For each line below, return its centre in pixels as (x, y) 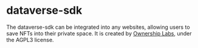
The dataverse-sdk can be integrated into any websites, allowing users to (98, 27)
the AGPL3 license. (30, 40)
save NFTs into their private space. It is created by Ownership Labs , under (99, 33)
